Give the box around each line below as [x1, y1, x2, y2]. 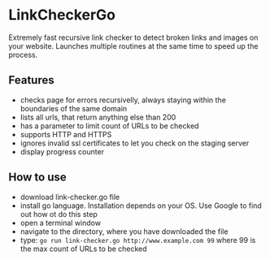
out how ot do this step [20, 209, 98, 219]
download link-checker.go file [20, 192, 120, 201]
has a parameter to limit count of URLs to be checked [20, 120, 199, 131]
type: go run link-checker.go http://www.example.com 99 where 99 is [20, 235, 256, 245]
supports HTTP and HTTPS [20, 129, 112, 139]
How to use [8, 171, 67, 184]
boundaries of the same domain [20, 103, 128, 113]
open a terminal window [20, 218, 102, 227]
